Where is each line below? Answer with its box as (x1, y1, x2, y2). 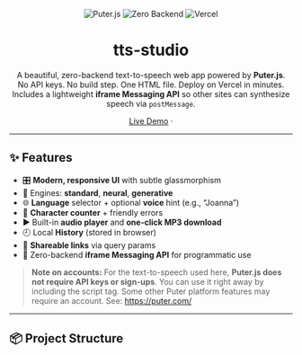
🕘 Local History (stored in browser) (22, 226, 157, 237)
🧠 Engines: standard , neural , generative (22, 187, 173, 198)
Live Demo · (129, 115, 173, 126)
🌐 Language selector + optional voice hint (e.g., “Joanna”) (22, 197, 240, 208)
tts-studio (112, 40, 190, 60)
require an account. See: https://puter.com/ (31, 295, 192, 306)
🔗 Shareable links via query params (22, 239, 156, 251)
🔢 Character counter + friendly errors (22, 207, 164, 217)
